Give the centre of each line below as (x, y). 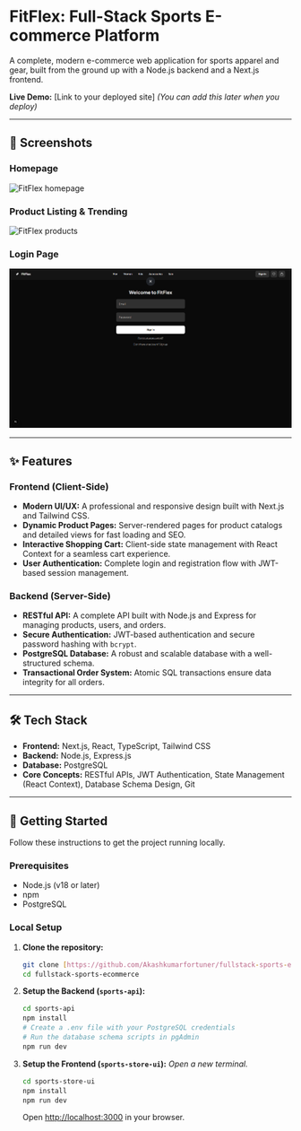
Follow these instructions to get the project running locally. (117, 843)
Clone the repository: (63, 947)
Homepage (34, 169)
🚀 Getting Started (59, 821)
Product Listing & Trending (69, 211)
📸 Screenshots (51, 143)
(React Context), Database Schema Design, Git (108, 784)
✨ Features (41, 461)
